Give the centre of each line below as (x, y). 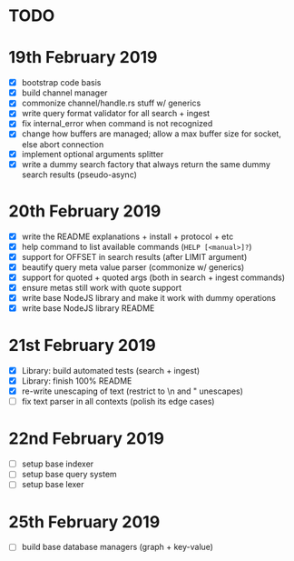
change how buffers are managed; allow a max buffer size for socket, (152, 134)
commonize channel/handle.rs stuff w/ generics (111, 103)
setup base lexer (53, 485)
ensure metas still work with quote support (102, 287)
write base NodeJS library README (88, 308)
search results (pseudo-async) (79, 175)
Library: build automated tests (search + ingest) (111, 371)
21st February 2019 (82, 346)
